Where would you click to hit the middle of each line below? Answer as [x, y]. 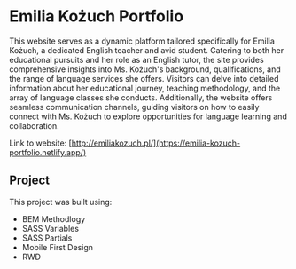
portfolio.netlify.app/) [48, 152]
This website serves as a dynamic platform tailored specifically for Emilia [142, 41]
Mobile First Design [58, 247]
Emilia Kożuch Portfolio [97, 16]
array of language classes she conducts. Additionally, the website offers [141, 97]
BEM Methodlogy [54, 218]
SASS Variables [51, 228]
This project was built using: [61, 202]
